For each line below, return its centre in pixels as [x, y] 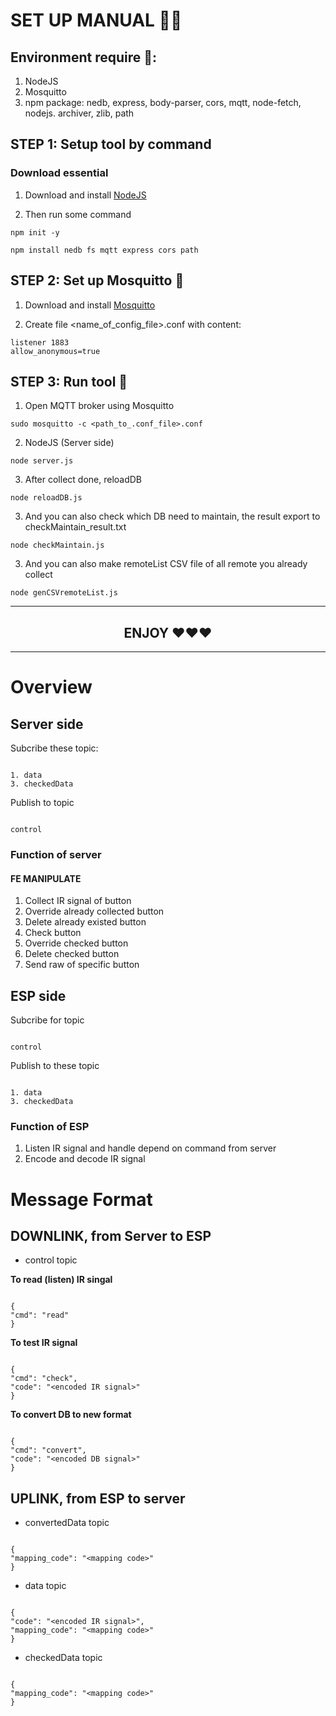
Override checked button [76, 943]
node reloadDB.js [46, 498]
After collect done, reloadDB [83, 480]
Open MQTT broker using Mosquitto [99, 406]
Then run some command [78, 214]
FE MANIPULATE [46, 878]
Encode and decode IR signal [85, 1159]
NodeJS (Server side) [69, 443]
